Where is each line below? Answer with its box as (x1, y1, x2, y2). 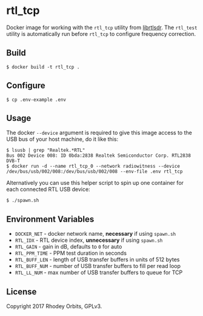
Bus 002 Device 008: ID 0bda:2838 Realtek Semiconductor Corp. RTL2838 (6, 153, 191, 159)
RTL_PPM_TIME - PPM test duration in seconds (15, 250, 127, 257)
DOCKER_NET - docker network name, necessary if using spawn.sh (15, 230, 176, 238)
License (6, 286, 37, 297)
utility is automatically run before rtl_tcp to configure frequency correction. (6, 30, 196, 37)
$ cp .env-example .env (6, 97, 67, 103)
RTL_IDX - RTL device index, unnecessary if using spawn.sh (15, 236, 163, 244)
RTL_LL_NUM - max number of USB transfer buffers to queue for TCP (15, 269, 183, 276)
